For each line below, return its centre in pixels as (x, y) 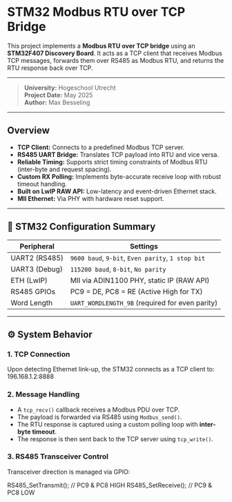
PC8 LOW (21, 492)
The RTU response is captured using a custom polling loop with (107, 424)
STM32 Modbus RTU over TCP (96, 12)
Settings (144, 246)
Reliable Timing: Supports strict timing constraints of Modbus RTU (112, 162)
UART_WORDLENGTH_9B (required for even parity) (144, 302)
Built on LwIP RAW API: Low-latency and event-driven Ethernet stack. (117, 191)
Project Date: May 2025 (58, 95)
